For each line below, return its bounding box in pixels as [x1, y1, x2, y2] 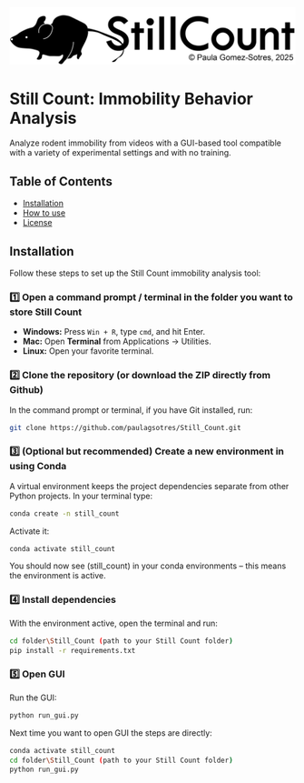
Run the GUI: [9, 692, 57, 703]
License [22, 217, 53, 228]
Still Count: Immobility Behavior [9, 88, 254, 109]
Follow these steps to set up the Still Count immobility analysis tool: [9, 267, 261, 278]
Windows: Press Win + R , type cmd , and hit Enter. [22, 326, 206, 337]
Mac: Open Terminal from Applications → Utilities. [22, 336, 211, 347]
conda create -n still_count [9, 508, 120, 518]
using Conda [9, 460, 67, 473]
